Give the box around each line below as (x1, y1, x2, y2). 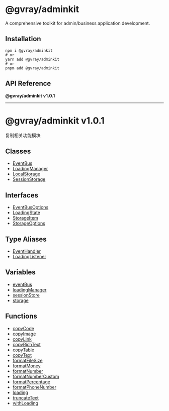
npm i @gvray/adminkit (5, 48, 53, 53)
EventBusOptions (12, 204, 49, 211)
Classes (5, 147, 31, 155)
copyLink (12, 336, 32, 342)
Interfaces (5, 191, 39, 199)
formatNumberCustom (12, 373, 59, 379)
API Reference (5, 79, 51, 88)
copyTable (12, 347, 34, 353)
